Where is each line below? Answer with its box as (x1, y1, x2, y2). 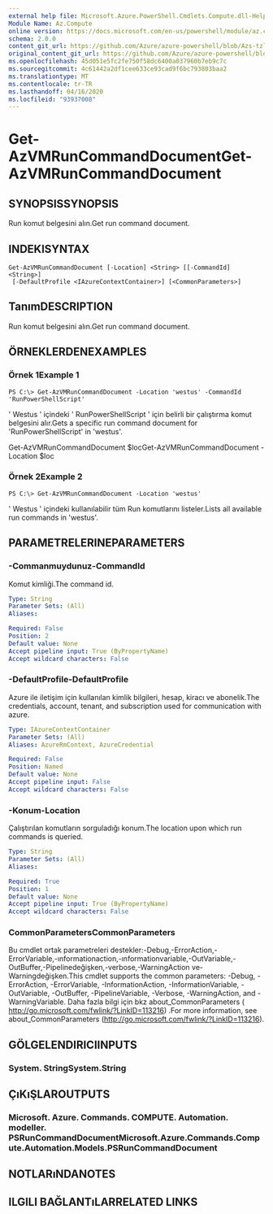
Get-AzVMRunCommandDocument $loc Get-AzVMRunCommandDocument (8, 442, 259, 452)
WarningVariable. (8, 997, 67, 1007)
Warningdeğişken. (8, 971, 69, 981)
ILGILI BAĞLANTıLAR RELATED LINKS (8, 1194, 198, 1208)
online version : (8, 27, 63, 35)
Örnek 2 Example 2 (8, 471, 83, 482)
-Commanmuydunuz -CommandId (8, 560, 145, 572)
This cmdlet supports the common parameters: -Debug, (68, 971, 256, 981)
